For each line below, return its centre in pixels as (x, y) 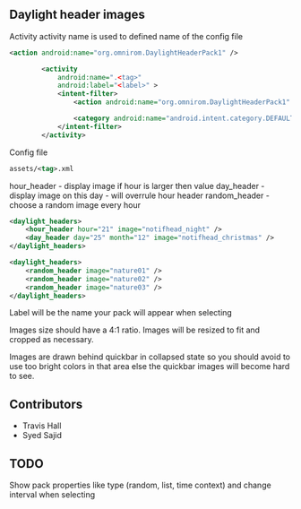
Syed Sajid (42, 436)
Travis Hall (42, 426)
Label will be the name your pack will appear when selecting (121, 313)
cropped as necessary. (52, 340)
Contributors (46, 404)
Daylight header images (77, 15)
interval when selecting (52, 495)
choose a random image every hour (75, 204)
